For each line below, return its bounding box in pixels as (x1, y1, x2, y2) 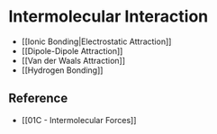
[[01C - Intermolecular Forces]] (21, 114, 137, 125)
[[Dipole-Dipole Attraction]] (21, 45, 123, 56)
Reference (8, 91, 68, 106)
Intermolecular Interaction (8, 6, 209, 27)
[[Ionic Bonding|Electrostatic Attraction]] (21, 36, 172, 47)
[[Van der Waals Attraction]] (21, 55, 126, 66)
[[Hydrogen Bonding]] (21, 65, 104, 76)
